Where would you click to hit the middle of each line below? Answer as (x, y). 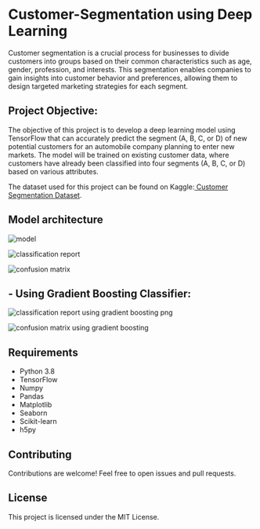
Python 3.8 (37, 371)
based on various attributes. (54, 171)
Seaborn (33, 413)
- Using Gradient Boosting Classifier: (100, 293)
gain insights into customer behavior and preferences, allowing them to (123, 78)
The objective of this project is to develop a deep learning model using (122, 130)
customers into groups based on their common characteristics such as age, (130, 61)
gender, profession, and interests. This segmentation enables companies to (130, 69)
